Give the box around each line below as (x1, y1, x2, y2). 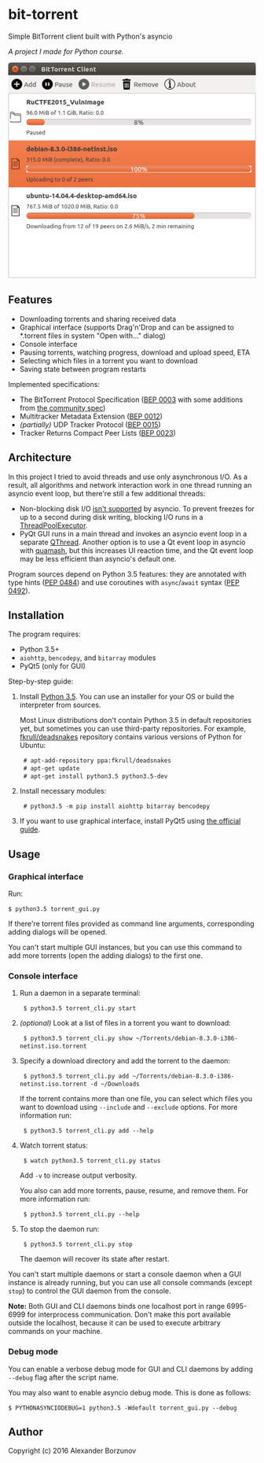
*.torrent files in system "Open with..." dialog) (19, 330, 167, 340)
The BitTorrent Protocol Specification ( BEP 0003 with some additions (19, 395, 244, 404)
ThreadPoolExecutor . (19, 521, 88, 530)
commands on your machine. (8, 1327, 103, 1336)
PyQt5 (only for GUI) (19, 661, 86, 671)
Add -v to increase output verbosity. (19, 1170, 137, 1181)
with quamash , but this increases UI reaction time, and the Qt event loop (19, 545, 254, 555)
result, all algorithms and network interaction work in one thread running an (8, 480, 252, 489)
